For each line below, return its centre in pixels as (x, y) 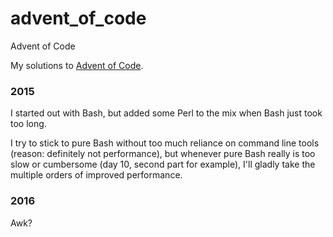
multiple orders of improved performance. (96, 175)
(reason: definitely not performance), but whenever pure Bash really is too (163, 154)
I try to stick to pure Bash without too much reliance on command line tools (165, 143)
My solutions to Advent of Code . (77, 65)
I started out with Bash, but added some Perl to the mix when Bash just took (166, 113)
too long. (28, 124)
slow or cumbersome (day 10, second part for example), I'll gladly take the (163, 164)
